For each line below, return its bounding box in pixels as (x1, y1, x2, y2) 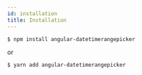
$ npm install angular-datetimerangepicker (7, 35, 136, 42)
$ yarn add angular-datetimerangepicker (7, 62, 127, 69)
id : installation (7, 10, 58, 17)
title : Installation (7, 17, 68, 24)
